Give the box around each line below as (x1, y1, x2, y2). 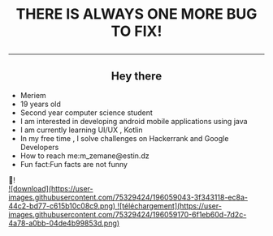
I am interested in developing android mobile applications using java (19, 117, 248, 126)
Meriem (19, 91, 46, 100)
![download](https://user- (8, 184, 93, 193)
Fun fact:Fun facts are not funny (19, 160, 128, 169)
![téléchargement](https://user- (117, 201, 222, 211)
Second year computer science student (19, 108, 153, 118)
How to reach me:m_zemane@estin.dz (19, 151, 149, 161)
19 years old (19, 99, 61, 109)
